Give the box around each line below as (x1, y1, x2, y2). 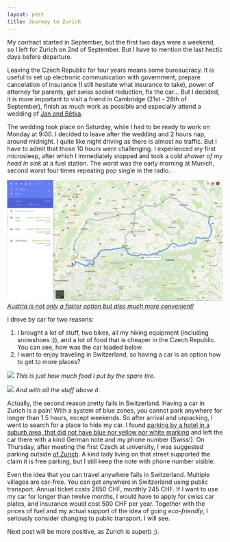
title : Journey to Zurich (7, 18, 81, 25)
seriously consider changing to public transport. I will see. (7, 514, 170, 522)
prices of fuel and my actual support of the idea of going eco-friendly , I (7, 506, 209, 515)
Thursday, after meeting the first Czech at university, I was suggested (7, 442, 204, 451)
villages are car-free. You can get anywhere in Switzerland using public (7, 478, 209, 486)
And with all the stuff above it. (15, 385, 101, 393)
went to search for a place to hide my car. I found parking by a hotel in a (7, 421, 210, 429)
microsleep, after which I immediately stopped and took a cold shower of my (7, 151, 223, 160)
